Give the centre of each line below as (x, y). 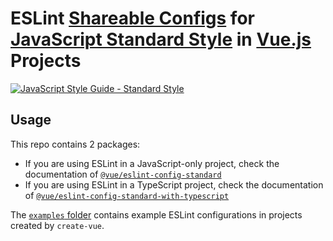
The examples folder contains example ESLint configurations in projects (156, 214)
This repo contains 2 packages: (75, 144)
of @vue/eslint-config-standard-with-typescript (127, 195)
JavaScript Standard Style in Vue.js (161, 39)
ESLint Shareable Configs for (132, 18)
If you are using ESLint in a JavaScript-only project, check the (152, 163)
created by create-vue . (57, 225)
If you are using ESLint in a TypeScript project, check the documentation (174, 184)
